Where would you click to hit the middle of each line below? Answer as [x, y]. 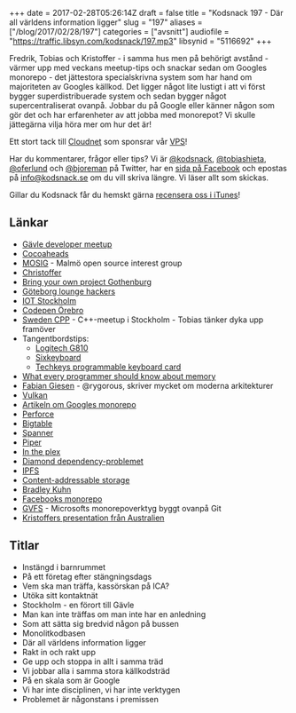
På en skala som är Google [71, 680]
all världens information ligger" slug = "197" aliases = [106, 22]
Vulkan [35, 395]
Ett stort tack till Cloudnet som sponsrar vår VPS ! [98, 142]
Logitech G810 [62, 348]
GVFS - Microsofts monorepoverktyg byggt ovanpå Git [121, 508]
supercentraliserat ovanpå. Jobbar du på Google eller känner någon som [142, 105]
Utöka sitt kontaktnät [60, 595]
